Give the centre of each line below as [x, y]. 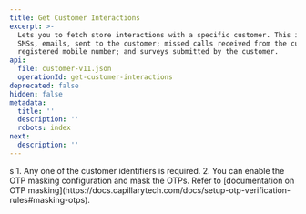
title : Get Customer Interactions [75, 18]
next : [20, 137]
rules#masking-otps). [50, 199]
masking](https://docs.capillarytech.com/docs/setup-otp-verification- [159, 190]
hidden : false [36, 94]
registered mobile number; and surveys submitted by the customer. [148, 52]
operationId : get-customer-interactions [95, 77]
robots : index [44, 128]
